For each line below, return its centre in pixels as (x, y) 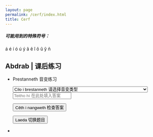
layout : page (19, 10)
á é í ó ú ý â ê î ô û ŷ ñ (28, 49)
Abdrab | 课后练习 (33, 66)
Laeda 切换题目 (30, 120)
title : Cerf (18, 19)
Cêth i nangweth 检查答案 (39, 108)
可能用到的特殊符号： (27, 36)
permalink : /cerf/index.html (36, 15)
